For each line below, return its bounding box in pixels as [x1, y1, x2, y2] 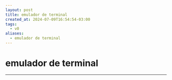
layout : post [5, 7, 33, 13]
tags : [5, 21, 17, 27]
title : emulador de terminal [5, 12, 68, 17]
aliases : [5, 31, 24, 36]
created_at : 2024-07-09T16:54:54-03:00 [5, 17, 91, 22]
